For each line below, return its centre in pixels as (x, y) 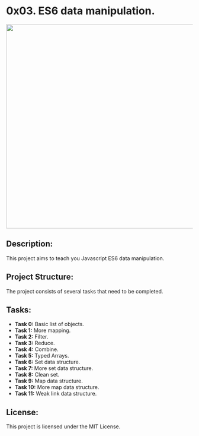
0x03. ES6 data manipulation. (81, 11)
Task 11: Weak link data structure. (56, 394)
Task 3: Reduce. (35, 343)
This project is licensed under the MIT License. (63, 426)
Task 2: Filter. (31, 337)
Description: (30, 244)
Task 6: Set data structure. (47, 362)
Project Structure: (40, 277)
